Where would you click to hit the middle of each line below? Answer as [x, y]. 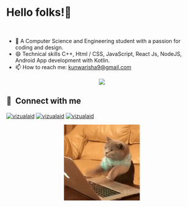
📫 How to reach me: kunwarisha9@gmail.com [73, 67]
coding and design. [39, 47]
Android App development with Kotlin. [62, 60]
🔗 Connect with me [44, 100]
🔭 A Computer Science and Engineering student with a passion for [98, 41]
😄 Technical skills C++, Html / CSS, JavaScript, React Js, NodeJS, [98, 53]
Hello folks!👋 [39, 12]
